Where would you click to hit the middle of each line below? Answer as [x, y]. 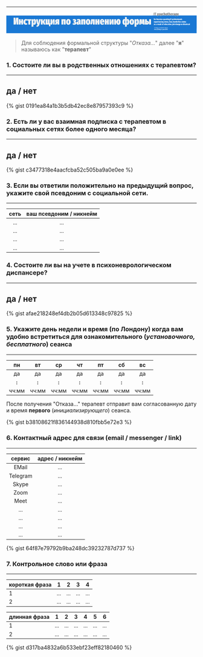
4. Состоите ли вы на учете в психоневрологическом [89, 265]
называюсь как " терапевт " [56, 49]
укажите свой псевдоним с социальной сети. [77, 193]
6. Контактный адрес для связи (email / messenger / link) [94, 438]
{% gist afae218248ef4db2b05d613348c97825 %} [69, 313]
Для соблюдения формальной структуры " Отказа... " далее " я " [102, 42]
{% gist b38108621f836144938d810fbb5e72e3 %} [69, 422]
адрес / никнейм [60, 459]
